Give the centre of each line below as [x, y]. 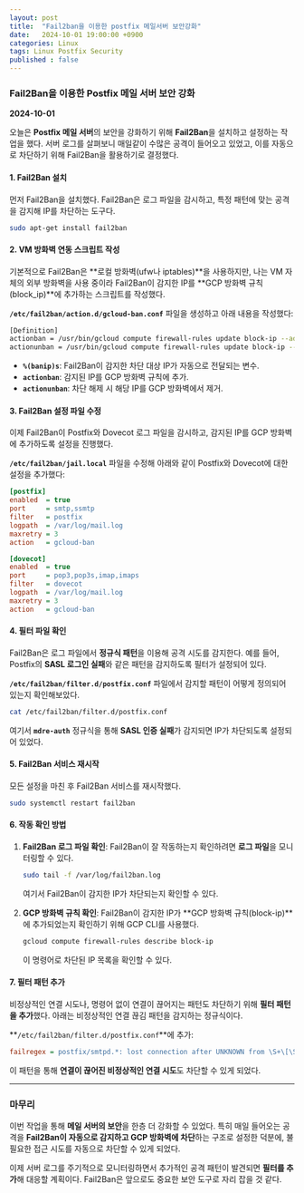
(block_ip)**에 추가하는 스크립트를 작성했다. [87, 294]
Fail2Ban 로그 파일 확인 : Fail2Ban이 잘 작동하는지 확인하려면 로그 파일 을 [150, 847]
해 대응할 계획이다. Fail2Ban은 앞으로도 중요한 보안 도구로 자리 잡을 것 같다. [149, 1179]
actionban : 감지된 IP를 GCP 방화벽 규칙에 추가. [105, 377]
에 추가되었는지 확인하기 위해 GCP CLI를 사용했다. [110, 924]
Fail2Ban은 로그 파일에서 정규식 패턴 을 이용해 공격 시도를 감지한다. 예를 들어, [144, 653]
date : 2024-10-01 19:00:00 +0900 [76, 34]
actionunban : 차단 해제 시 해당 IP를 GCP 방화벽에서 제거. [123, 388]
